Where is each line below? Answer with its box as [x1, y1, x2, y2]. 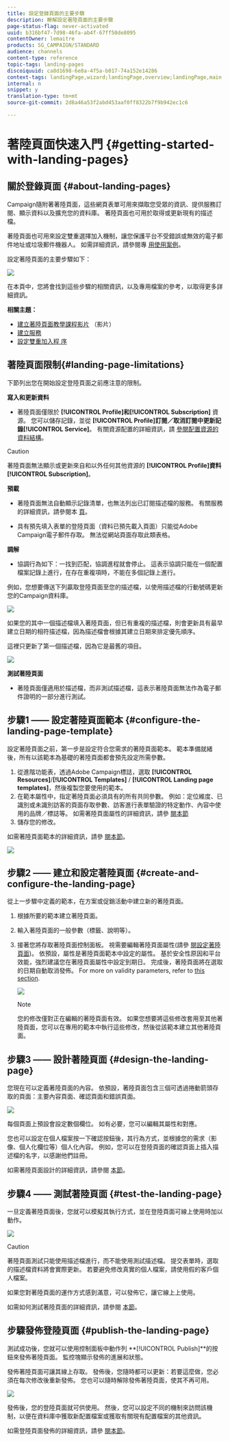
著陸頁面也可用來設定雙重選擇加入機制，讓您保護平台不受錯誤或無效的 [7, 231, 205, 240]
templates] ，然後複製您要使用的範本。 [16, 784, 127, 792]
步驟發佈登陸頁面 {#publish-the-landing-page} [7, 1325, 210, 1336]
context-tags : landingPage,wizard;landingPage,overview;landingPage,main [7, 73, 222, 81]
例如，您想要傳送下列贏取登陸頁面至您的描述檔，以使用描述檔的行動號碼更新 [7, 583, 223, 591]
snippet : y [7, 86, 38, 93]
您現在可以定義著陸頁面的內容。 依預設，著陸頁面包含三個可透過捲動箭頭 [7, 1083, 213, 1092]
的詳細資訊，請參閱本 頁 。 [16, 508, 91, 516]
